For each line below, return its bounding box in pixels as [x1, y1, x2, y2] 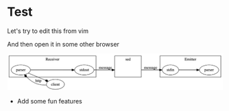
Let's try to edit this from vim [7, 27, 89, 35]
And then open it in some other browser [7, 40, 120, 48]
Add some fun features [16, 97, 82, 106]
